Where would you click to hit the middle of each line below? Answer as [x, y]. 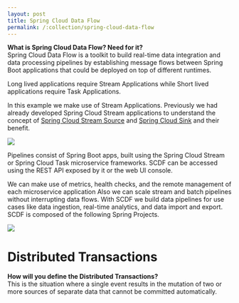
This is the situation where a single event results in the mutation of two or [115, 284]
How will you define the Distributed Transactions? [83, 277]
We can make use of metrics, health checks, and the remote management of [119, 184]
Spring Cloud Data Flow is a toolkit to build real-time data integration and [114, 55]
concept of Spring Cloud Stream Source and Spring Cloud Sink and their [113, 120]
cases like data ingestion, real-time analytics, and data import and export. [115, 207]
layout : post [27, 14]
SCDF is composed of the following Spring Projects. [84, 215]
